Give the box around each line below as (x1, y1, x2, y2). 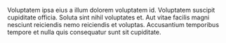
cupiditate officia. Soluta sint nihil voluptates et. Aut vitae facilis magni (7, 13, 210, 21)
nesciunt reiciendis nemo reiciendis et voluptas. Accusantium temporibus (7, 21, 220, 28)
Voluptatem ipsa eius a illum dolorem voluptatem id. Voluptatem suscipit (7, 6, 215, 14)
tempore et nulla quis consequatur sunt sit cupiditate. (7, 28, 161, 36)
